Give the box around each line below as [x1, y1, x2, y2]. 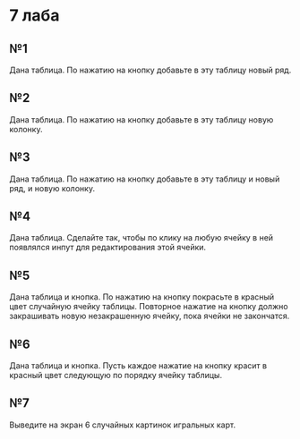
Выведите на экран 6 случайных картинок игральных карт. [9, 419, 236, 430]
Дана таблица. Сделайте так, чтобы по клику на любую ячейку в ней [9, 232, 274, 243]
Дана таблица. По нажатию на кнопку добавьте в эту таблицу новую [9, 114, 274, 125]
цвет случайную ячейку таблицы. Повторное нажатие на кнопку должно [9, 301, 288, 312]
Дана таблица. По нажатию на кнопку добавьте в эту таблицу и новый [9, 173, 280, 184]
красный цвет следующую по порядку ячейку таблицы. [9, 370, 222, 381]
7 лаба [9, 5, 60, 26]
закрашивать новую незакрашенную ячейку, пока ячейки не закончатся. [9, 310, 290, 322]
